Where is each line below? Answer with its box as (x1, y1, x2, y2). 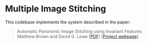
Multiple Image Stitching (5, 3, 106, 14)
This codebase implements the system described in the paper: (5, 19, 130, 25)
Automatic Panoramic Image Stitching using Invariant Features (17, 28, 142, 34)
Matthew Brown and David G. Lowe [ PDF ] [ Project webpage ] (17, 33, 139, 39)
